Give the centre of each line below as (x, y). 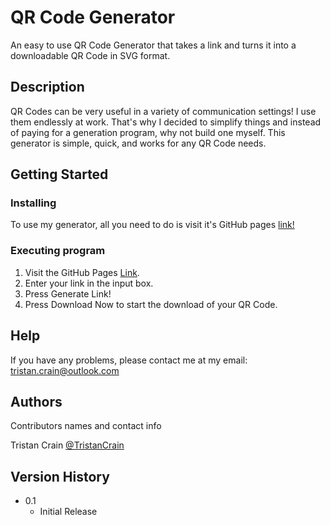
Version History (60, 476)
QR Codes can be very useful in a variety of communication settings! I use (163, 111)
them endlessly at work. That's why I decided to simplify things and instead (166, 122)
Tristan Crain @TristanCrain (67, 445)
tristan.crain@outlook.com (65, 370)
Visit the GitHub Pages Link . (82, 272)
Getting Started (59, 174)
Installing (33, 203)
